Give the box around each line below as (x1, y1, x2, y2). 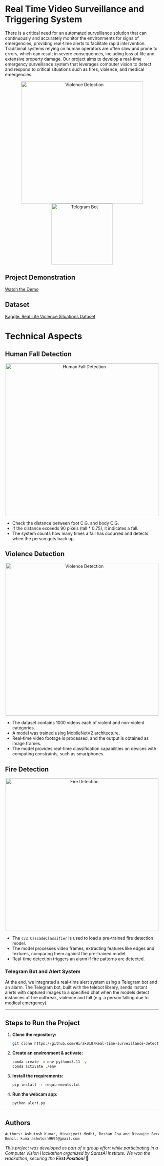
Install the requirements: (12, 1073, 63, 1078)
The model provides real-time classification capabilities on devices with (12, 746, 157, 751)
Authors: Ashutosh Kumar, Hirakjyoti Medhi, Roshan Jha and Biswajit (5, 1132, 150, 1137)
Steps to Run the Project (5, 1018, 81, 1027)
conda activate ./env (12, 1064, 56, 1069)
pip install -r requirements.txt (12, 1082, 81, 1087)
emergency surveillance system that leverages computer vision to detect (5, 61, 152, 67)
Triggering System (5, 14, 82, 25)
